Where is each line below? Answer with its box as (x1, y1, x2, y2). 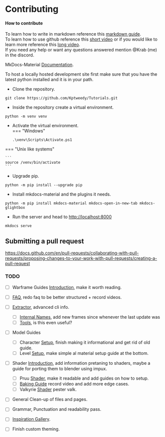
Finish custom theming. (12, 426, 60, 432)
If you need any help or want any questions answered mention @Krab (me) (5, 47, 157, 53)
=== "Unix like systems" (5, 146, 55, 152)
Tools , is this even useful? (19, 319, 72, 325)
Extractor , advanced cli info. (12, 304, 69, 310)
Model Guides (12, 329, 41, 335)
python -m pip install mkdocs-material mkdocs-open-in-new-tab (5, 201, 138, 206)
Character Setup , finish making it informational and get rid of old (19, 339, 150, 345)
